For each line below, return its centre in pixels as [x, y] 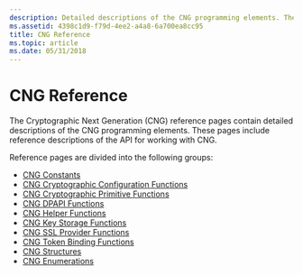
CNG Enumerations [58, 261]
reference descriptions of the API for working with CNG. [114, 140]
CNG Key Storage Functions [74, 223]
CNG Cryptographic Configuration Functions [105, 185]
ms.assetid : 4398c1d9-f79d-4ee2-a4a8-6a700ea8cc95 [106, 26]
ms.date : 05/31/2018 [48, 51]
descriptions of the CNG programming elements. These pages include [140, 131]
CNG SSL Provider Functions [76, 233]
